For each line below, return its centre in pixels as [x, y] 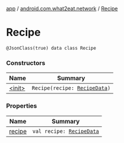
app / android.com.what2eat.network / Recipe [62, 9]
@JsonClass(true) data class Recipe [51, 48]
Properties [22, 106]
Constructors [26, 63]
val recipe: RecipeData [66, 131]
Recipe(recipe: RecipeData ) [71, 88]
